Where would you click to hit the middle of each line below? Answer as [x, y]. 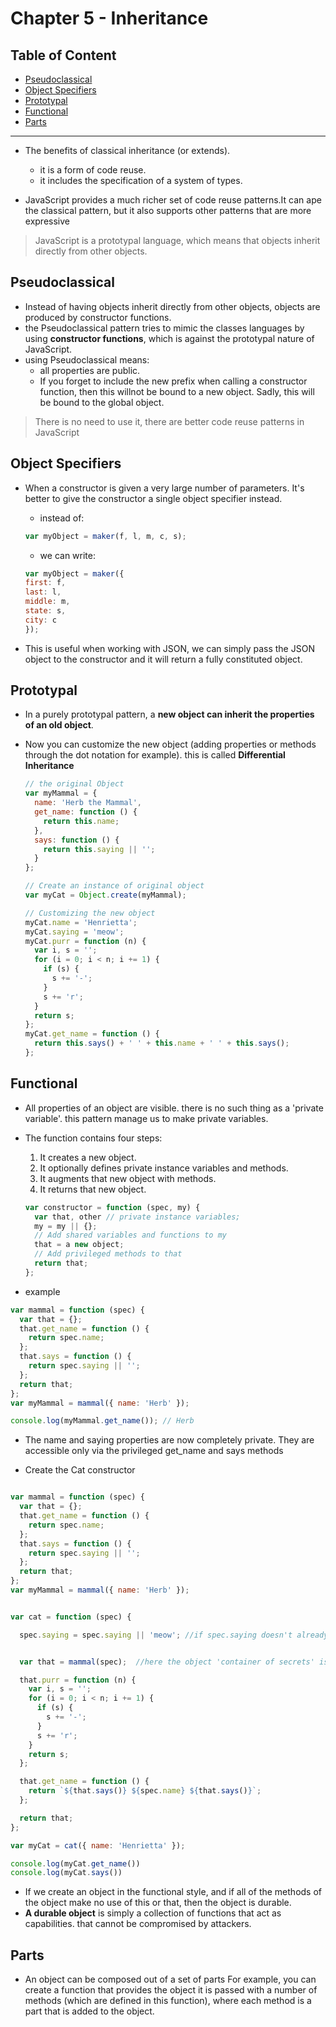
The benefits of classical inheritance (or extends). [127, 150]
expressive [47, 221]
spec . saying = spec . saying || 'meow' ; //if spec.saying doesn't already [174, 1635]
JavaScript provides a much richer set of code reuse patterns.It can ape [173, 200]
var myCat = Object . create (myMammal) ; [105, 895]
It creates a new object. [88, 1157]
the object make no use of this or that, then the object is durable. [158, 1903]
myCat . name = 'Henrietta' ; [81, 922]
